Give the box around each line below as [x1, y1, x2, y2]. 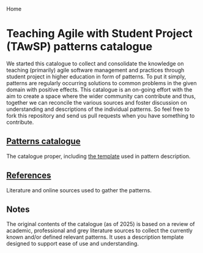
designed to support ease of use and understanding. [6, 240, 139, 247]
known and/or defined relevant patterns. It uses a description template [6, 233, 184, 241]
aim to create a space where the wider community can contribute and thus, [6, 92, 196, 100]
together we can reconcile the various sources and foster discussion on [6, 99, 188, 106]
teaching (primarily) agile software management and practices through [6, 66, 185, 74]
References [6, 170, 51, 181]
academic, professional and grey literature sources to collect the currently [6, 227, 193, 235]
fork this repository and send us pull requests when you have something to [6, 111, 195, 119]
